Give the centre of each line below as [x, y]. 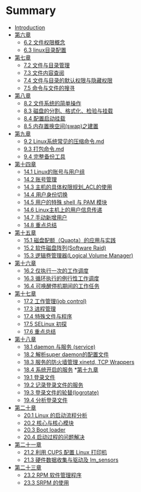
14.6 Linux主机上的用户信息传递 [63, 209]
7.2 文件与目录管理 [47, 65]
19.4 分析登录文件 [46, 400]
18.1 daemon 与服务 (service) [60, 346]
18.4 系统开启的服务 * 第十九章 [61, 370]
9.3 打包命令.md [44, 149]
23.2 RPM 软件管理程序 [53, 475]
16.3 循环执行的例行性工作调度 [61, 278]
